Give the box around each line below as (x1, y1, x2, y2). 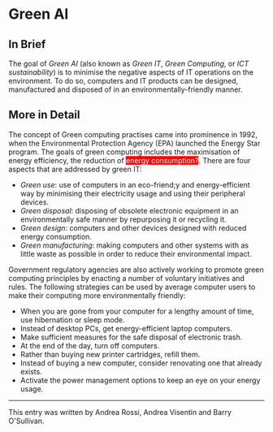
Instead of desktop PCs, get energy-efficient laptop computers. (19, 323, 233, 333)
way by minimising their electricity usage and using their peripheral (19, 188, 245, 198)
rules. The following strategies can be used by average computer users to (8, 282, 256, 292)
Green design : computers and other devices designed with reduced (19, 222, 247, 232)
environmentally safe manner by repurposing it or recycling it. (19, 214, 227, 224)
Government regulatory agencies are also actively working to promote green (8, 265, 264, 274)
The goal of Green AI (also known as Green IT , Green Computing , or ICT (8, 58, 249, 68)
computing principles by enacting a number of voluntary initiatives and (8, 273, 245, 283)
